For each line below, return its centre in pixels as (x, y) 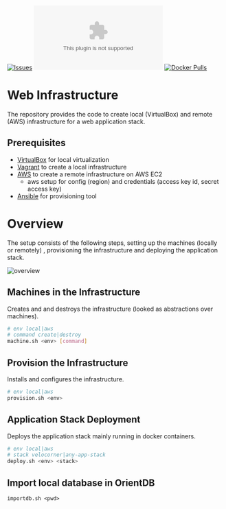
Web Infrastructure (63, 95)
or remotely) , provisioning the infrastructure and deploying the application (113, 250)
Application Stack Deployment (74, 419)
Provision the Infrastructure (68, 363)
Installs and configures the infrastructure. (66, 379)
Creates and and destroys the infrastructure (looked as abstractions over (110, 309)
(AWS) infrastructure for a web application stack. (76, 121)
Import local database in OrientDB (81, 483)
